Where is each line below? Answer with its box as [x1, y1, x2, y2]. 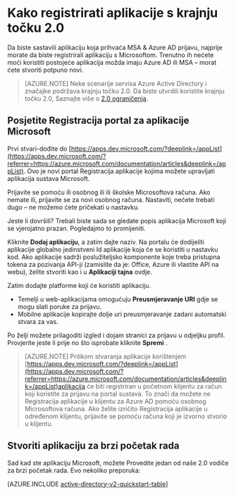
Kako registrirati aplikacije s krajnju [7, 5, 218, 21]
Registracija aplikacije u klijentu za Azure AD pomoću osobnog [24, 396, 206, 406]
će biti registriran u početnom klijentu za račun [87, 382, 222, 390]
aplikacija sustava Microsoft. [7, 174, 90, 182]
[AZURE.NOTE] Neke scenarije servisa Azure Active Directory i [24, 79, 207, 87]
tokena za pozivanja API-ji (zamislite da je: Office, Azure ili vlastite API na [7, 260, 219, 268]
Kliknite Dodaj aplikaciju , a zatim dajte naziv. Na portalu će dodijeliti [7, 237, 204, 246]
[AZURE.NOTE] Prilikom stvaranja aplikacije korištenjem [24, 352, 187, 361]
